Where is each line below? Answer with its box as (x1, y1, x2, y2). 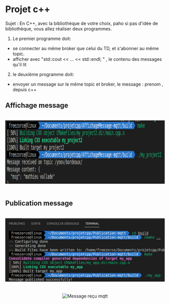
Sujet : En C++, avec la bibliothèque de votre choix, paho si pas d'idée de (5, 20, 158, 26)
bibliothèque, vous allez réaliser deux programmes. (5, 25, 112, 31)
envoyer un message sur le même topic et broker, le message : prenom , (12, 81, 163, 87)
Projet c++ (5, 4, 51, 15)
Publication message (5, 199, 73, 208)
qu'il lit (12, 61, 27, 67)
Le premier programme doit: (12, 35, 71, 42)
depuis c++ (12, 86, 37, 92)
